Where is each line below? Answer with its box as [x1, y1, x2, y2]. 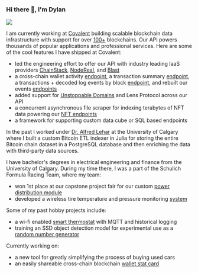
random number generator [14, 231, 80, 238]
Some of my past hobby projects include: [6, 207, 106, 214]
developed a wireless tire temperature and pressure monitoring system [14, 195, 187, 203]
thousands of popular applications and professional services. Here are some [6, 43, 192, 50]
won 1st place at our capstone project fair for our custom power [14, 183, 170, 190]
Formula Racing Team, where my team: [6, 171, 102, 178]
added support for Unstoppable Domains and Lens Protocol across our [14, 92, 188, 99]
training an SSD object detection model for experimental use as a [14, 224, 173, 232]
